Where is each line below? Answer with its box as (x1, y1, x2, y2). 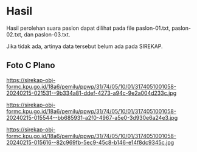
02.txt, (6, 30, 23, 38)
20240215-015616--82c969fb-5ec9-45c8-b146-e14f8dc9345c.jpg (6, 139, 175, 146)
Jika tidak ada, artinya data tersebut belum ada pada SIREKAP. (6, 43, 163, 50)
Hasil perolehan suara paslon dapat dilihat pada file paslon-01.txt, (6, 24, 171, 32)
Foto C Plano (6, 60, 55, 71)
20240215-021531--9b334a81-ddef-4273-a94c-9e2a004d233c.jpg (6, 89, 177, 97)
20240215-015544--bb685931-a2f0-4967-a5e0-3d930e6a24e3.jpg (6, 114, 178, 121)
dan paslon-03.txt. (24, 30, 71, 38)
